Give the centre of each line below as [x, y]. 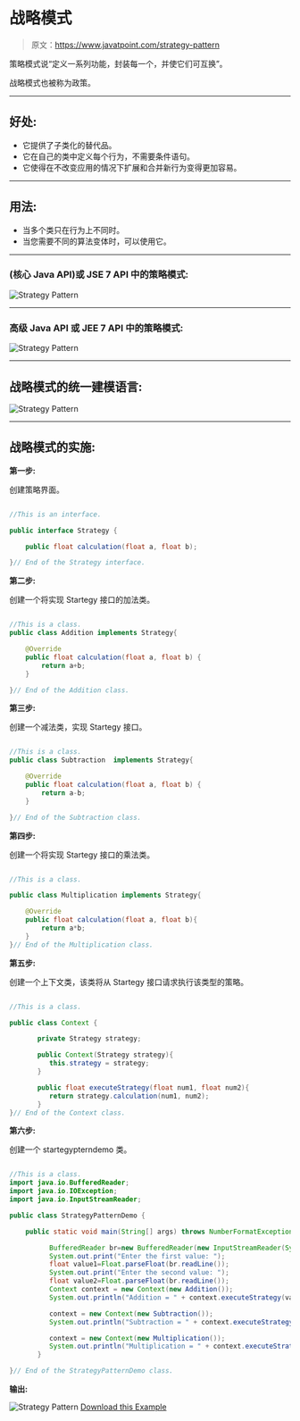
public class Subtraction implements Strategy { [101, 760]
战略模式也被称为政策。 [52, 82]
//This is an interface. [55, 514]
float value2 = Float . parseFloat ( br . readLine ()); [139, 1281]
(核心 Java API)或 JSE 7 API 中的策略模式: [99, 275]
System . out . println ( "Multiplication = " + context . [147, 1346]
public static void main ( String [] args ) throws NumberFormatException [159, 1232]
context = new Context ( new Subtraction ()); [131, 1314]
